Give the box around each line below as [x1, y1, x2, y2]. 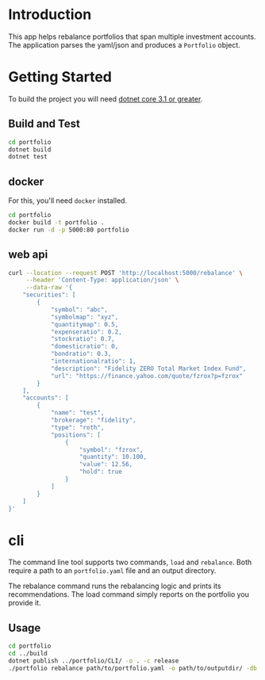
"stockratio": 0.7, [50, 335, 115, 343]
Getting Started [8, 68, 113, 86]
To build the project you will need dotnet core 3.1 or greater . [8, 94, 203, 104]
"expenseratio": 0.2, [50, 327, 123, 336]
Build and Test [8, 117, 81, 131]
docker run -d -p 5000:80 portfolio [8, 226, 129, 234]
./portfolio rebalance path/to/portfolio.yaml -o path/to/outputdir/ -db [8, 664, 258, 672]
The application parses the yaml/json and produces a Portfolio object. [8, 40, 240, 49]
